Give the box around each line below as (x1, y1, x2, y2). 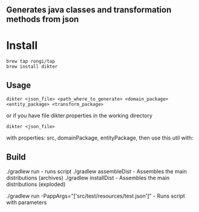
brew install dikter (6, 63, 58, 70)
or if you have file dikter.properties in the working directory (6, 112, 153, 120)
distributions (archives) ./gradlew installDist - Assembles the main (6, 174, 170, 181)
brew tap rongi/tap (6, 59, 55, 65)
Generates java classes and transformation (6, 5, 172, 15)
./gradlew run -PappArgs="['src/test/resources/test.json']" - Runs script (6, 192, 185, 199)
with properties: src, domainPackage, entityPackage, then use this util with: (6, 134, 194, 141)
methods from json (6, 14, 80, 25)
